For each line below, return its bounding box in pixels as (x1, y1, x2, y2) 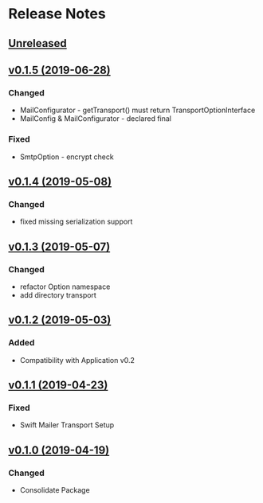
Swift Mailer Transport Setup (19, 420, 115, 430)
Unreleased (8, 37, 68, 50)
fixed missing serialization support (19, 216, 133, 227)
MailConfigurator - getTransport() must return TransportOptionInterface (19, 105, 256, 115)
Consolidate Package (19, 485, 90, 494)
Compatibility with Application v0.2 (19, 355, 135, 365)
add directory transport (19, 290, 97, 299)
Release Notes (8, 5, 106, 23)
